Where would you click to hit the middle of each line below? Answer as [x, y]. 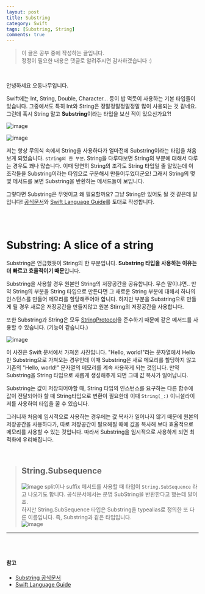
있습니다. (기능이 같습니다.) [56, 328]
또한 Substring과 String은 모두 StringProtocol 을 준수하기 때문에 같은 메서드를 [99, 320]
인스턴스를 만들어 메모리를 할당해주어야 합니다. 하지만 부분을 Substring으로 [96, 299]
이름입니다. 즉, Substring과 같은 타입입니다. [80, 517]
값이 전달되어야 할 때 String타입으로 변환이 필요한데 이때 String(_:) [88, 396]
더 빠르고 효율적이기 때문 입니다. [44, 271]
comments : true [26, 35]
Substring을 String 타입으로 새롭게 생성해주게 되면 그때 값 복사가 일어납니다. [98, 375]
